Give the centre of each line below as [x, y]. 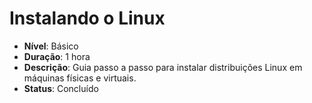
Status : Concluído [61, 88]
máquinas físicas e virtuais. [80, 78]
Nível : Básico [51, 46]
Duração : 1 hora [57, 56]
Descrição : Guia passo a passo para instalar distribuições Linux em [163, 67]
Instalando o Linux [87, 18]
